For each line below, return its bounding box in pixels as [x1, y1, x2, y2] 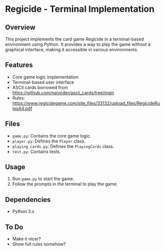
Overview [5, 23, 36, 32]
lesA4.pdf [12, 105, 33, 111]
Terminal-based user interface [12, 79, 74, 85]
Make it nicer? [12, 236, 41, 242]
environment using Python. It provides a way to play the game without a [5, 41, 151, 47]
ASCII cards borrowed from [12, 84, 68, 90]
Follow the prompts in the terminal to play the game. [12, 181, 118, 187]
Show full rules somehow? [12, 241, 66, 247]
